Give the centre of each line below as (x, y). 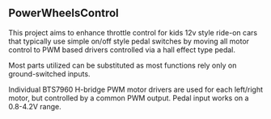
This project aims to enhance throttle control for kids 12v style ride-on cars (133, 32)
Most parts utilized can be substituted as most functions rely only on (123, 65)
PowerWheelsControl (64, 13)
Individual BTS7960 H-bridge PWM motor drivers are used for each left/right (136, 89)
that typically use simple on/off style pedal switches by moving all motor (129, 41)
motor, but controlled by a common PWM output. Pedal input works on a (129, 98)
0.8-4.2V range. (35, 106)
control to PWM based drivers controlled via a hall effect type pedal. (122, 49)
